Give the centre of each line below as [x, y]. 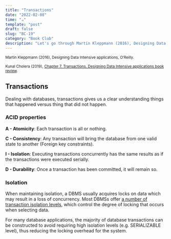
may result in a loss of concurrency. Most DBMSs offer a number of [76, 199]
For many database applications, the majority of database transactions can [84, 220]
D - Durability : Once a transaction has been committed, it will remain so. [81, 169]
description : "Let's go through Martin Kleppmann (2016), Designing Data [86, 44]
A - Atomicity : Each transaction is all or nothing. [56, 128]
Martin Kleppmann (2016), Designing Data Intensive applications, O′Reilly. [70, 57]
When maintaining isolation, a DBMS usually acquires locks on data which [83, 194]
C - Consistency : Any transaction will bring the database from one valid [81, 138]
